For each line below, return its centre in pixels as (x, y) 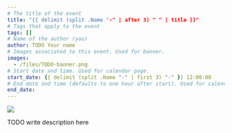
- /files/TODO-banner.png (51, 64)
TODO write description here (48, 122)
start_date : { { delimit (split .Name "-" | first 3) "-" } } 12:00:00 (109, 77)
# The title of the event (44, 13)
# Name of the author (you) (48, 39)
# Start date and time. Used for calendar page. (78, 71)
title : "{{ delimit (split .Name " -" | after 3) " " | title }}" (103, 20)
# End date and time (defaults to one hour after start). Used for (106, 84)
